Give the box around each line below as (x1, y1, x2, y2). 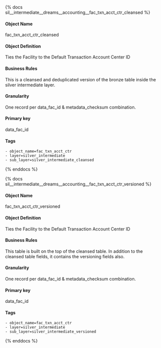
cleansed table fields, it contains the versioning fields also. (5, 253, 125, 259)
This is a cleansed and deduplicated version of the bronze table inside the (5, 76, 156, 82)
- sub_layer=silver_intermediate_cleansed (5, 158, 94, 163)
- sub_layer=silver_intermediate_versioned (5, 329, 97, 334)
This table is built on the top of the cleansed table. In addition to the (5, 248, 143, 254)
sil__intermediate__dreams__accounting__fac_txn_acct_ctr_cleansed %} (5, 9, 151, 15)
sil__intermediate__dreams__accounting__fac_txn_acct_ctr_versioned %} (5, 181, 152, 187)
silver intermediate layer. (5, 82, 55, 88)
